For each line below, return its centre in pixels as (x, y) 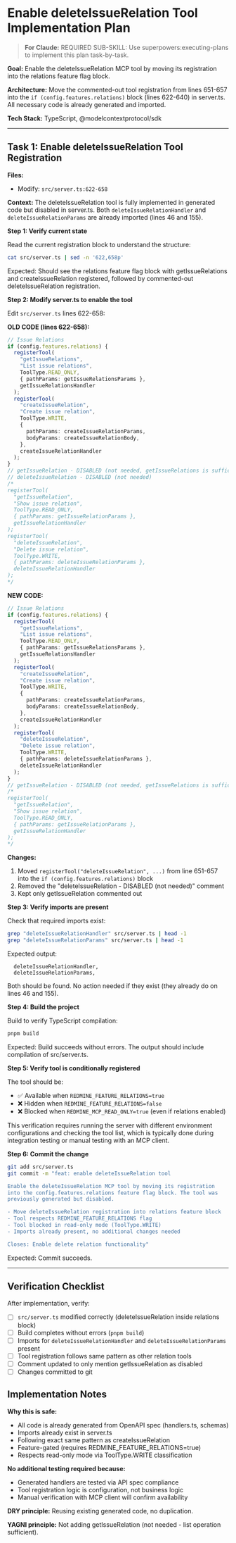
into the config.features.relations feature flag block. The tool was (113, 1193)
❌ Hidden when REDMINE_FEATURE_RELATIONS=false (90, 1103)
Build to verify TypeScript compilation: (63, 1020)
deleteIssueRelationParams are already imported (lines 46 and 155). (105, 217)
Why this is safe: (32, 1411)
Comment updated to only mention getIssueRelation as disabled (110, 1363)
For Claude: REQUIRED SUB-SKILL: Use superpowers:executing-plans (126, 47)
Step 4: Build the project (43, 1007)
